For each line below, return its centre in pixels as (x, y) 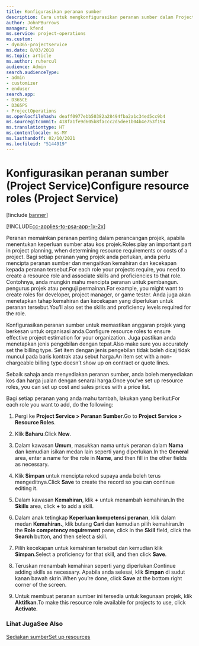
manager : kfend (25, 28)
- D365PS (17, 105)
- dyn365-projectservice (37, 45)
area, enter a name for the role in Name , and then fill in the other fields (101, 458)
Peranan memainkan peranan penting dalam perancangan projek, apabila (96, 238)
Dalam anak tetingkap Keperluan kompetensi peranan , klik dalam (95, 517)
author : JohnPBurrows (33, 23)
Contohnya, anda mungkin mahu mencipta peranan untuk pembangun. (92, 282)
